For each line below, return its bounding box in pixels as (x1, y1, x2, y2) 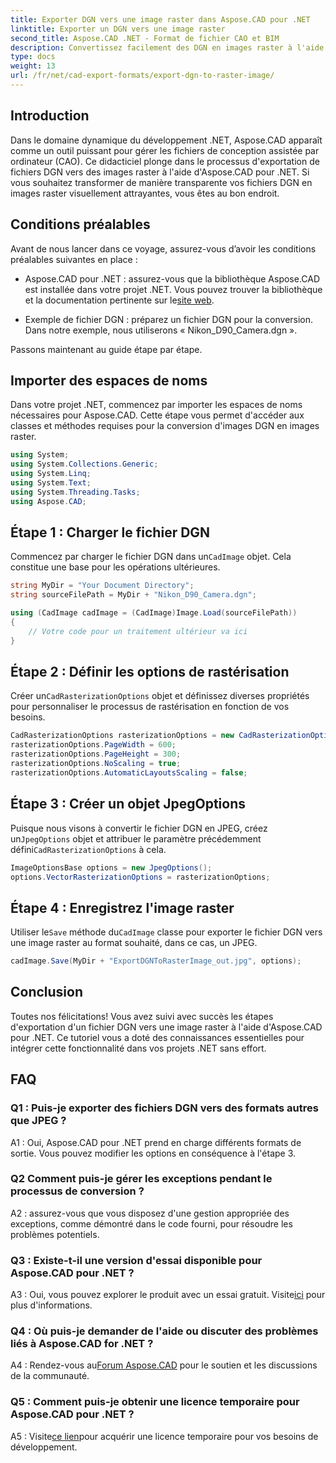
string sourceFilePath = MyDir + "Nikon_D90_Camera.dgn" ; (10, 590, 257, 600)
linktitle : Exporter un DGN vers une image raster (10, 24, 226, 34)
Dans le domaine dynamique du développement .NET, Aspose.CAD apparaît (10, 134, 323, 146)
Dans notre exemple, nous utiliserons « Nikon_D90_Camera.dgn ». (24, 324, 298, 336)
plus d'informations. (10, 1299, 93, 1311)
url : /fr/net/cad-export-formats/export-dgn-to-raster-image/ (10, 71, 275, 81)
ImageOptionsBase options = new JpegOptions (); (10, 862, 213, 873)
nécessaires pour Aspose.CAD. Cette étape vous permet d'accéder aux (10, 409, 305, 421)
